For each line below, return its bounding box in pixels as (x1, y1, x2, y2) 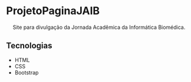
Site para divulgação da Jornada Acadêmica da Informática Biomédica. (12, 24, 186, 31)
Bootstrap (14, 69, 39, 76)
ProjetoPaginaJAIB (6, 4, 100, 18)
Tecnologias (6, 41, 52, 51)
